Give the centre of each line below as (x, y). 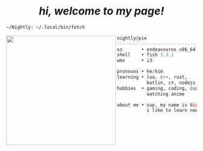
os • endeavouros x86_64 (156, 50)
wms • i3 (135, 61)
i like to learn (167, 111)
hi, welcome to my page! (101, 11)
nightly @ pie (132, 38)
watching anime (166, 94)
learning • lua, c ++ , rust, (152, 77)
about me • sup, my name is (152, 105)
